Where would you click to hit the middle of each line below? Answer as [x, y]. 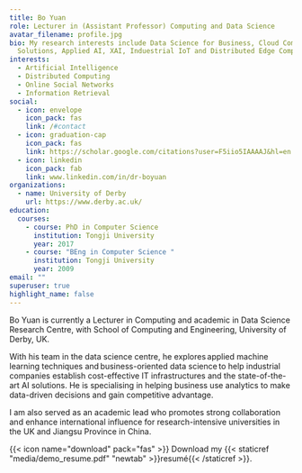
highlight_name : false [52, 294]
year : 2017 [53, 244]
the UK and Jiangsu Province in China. [80, 431]
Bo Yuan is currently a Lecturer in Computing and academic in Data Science [150, 320]
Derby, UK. [30, 339]
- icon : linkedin [50, 160]
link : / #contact [56, 127]
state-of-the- [262, 376]
